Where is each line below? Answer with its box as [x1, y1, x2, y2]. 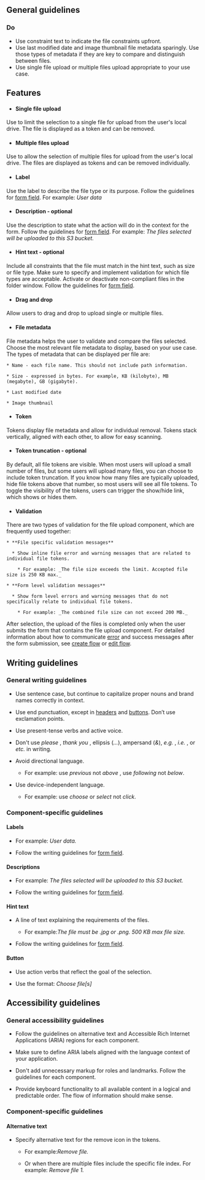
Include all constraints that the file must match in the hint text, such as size [6, 262, 195, 270]
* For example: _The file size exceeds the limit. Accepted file [17, 567, 188, 573]
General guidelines [6, 5, 80, 15]
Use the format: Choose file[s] [15, 980, 92, 987]
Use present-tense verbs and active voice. [15, 726, 123, 734]
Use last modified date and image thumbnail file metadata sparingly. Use [15, 44, 199, 51]
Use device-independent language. [15, 781, 105, 789]
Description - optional [15, 208, 72, 215]
